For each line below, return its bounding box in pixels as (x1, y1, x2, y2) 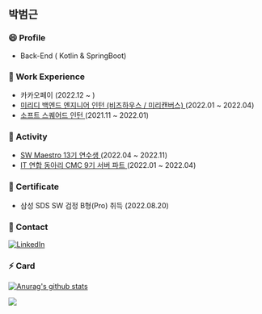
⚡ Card (8, 260, 36, 271)
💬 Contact (8, 221, 49, 232)
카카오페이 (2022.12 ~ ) (19, 90, 95, 99)
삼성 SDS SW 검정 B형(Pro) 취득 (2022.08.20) (19, 200, 170, 210)
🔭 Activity (8, 131, 48, 142)
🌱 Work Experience (8, 71, 86, 82)
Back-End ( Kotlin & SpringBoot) (19, 51, 127, 61)
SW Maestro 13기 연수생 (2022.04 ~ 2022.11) (19, 150, 168, 160)
